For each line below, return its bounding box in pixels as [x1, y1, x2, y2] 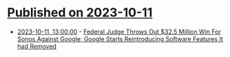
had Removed [17, 42, 57, 50]
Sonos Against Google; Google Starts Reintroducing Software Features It [17, 34, 224, 43]
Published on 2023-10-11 [7, 5, 153, 21]
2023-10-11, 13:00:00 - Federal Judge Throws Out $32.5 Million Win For [17, 27, 222, 36]
